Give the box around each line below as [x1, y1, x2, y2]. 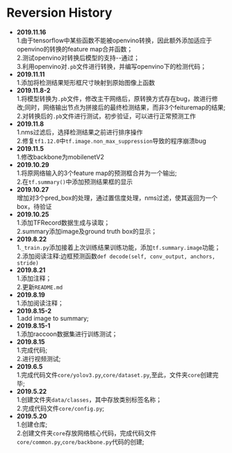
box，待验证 [16, 202, 53, 210]
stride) [16, 260, 39, 267]
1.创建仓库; [16, 420, 48, 429]
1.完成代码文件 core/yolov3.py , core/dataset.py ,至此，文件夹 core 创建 [16, 370, 213, 379]
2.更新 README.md [16, 283, 63, 291]
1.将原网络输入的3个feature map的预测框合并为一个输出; [16, 168, 178, 177]
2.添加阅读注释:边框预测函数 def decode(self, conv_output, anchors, [16, 252, 216, 260]
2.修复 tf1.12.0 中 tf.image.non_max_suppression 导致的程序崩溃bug [16, 136, 206, 145]
